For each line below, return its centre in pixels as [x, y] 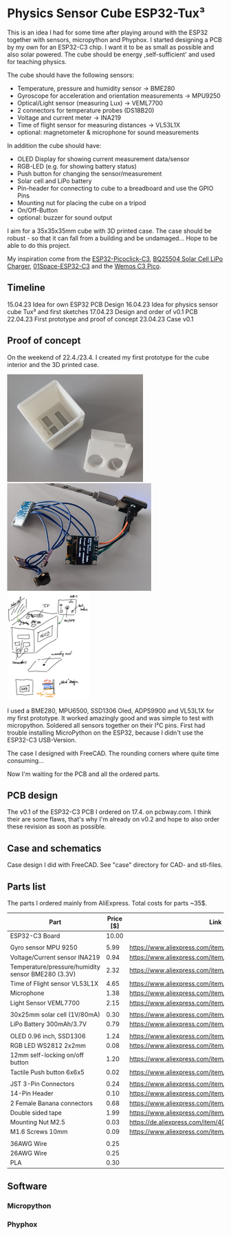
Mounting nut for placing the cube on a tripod [81, 202]
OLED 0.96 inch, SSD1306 [48, 1036]
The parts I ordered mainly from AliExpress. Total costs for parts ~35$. [107, 903]
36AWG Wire [29, 1143]
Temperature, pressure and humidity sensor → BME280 [96, 88]
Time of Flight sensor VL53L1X [54, 984]
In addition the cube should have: [54, 145]
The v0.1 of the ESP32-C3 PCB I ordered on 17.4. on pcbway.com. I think [109, 812]
